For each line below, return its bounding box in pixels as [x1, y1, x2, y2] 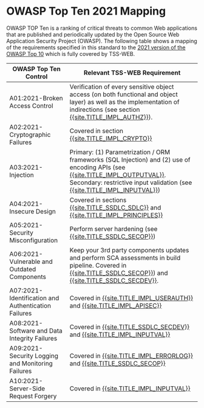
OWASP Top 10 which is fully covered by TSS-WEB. [6, 50, 135, 57]
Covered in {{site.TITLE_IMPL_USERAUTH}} [69, 294, 193, 302]
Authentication [9, 301, 52, 309]
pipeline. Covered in [69, 261, 127, 269]
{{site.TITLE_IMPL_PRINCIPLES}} [69, 211, 163, 220]
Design [35, 207, 56, 215]
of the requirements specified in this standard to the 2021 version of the [6, 44, 186, 51]
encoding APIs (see [69, 163, 126, 171]
